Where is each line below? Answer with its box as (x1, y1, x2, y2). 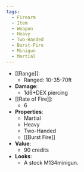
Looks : (14, 152, 32, 159)
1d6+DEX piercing (23, 89, 69, 96)
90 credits (23, 146, 49, 153)
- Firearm (11, 14, 36, 20)
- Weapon (11, 25, 33, 32)
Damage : (14, 82, 38, 90)
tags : (6, 8, 20, 15)
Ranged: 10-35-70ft (23, 76, 72, 83)
